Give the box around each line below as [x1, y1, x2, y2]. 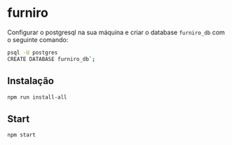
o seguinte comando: [7, 35, 69, 43]
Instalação [7, 75, 55, 87]
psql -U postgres [7, 49, 58, 56]
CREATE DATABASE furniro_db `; [7, 55, 96, 62]
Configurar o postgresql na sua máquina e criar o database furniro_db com [7, 28, 226, 36]
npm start [7, 132, 36, 139]
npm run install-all [7, 93, 68, 101]
